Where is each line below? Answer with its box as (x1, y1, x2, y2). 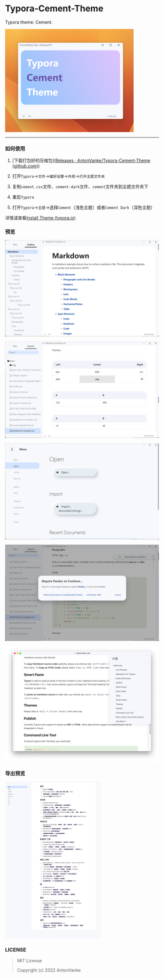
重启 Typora (12, 194, 34, 200)
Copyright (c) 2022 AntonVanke (17, 967, 81, 973)
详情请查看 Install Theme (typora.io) (5, 214, 76, 221)
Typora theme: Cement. (5, 19, 53, 25)
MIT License (17, 957, 42, 963)
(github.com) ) (12, 163, 40, 169)
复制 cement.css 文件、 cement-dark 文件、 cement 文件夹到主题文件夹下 (12, 184, 149, 189)
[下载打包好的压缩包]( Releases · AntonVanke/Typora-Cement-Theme (12, 158, 150, 163)
